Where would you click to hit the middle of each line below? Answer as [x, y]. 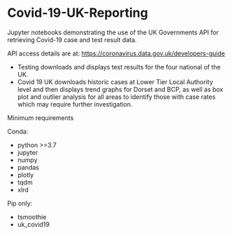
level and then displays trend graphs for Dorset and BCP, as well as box [120, 89]
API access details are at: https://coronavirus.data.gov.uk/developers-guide [116, 53]
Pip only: [20, 203]
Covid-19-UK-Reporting [78, 13]
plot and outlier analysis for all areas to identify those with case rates [116, 97]
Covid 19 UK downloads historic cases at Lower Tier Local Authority [115, 81]
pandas [28, 167]
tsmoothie [32, 217]
